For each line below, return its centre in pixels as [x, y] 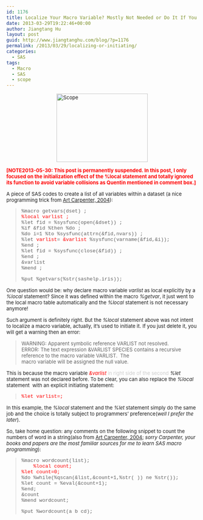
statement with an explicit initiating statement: [60, 385]
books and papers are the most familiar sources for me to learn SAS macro [94, 443]
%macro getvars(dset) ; [54, 211]
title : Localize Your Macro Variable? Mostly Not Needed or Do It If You [102, 18]
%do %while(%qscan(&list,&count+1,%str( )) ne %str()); [100, 478]
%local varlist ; [45, 217]
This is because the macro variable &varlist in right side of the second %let [94, 373]
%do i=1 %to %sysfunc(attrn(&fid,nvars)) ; [82, 234]
